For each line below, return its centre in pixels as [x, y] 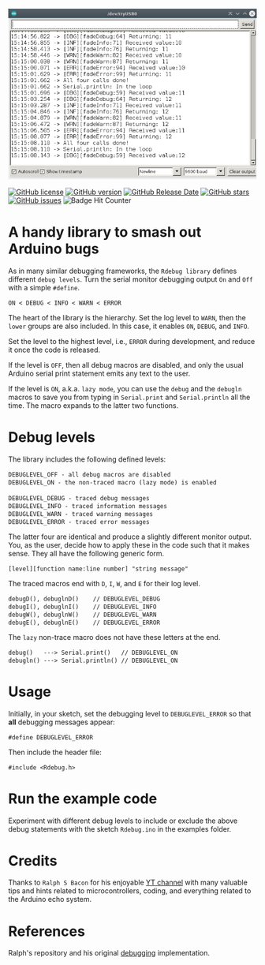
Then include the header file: [55, 752]
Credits [33, 860]
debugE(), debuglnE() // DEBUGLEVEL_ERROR [84, 623]
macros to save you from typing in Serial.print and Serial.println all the [129, 397]
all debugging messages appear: [62, 722]
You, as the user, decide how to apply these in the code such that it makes [129, 544]
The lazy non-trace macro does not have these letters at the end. [114, 637]
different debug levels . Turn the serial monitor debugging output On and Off [131, 279]
